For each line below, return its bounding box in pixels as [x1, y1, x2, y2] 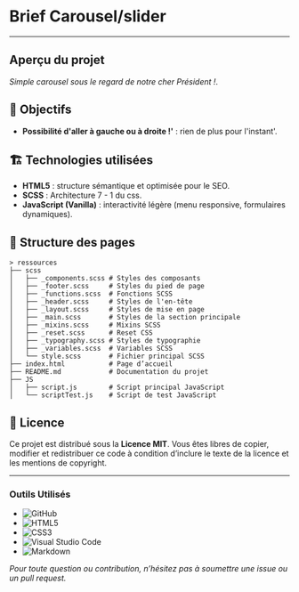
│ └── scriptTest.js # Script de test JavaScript [9, 391, 217, 400]
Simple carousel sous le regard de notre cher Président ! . [9, 76, 219, 86]
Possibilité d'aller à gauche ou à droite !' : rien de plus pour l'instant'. [21, 126, 278, 136]
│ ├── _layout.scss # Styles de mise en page [9, 305, 205, 314]
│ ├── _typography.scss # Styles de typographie [9, 337, 201, 345]
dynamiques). [21, 209, 73, 220]
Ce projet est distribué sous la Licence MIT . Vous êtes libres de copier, [9, 439, 270, 449]
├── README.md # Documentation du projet [9, 368, 209, 377]
